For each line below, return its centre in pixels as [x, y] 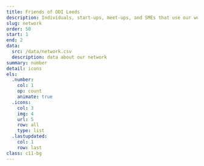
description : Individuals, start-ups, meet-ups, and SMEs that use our [99, 18]
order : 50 [19, 29]
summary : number [27, 63]
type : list [31, 131]
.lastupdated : [29, 137]
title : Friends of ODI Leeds [43, 12]
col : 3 [25, 108]
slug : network [24, 23]
